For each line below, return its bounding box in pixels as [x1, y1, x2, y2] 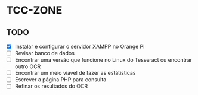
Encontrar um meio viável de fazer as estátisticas [14, 69, 136, 77]
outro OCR [14, 63, 41, 70]
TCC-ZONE [6, 4, 63, 17]
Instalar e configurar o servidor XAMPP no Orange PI [14, 43, 145, 50]
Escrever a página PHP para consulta [14, 76, 107, 83]
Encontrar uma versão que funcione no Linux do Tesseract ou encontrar [14, 56, 193, 64]
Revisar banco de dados [14, 50, 75, 57]
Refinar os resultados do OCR [14, 83, 88, 90]
